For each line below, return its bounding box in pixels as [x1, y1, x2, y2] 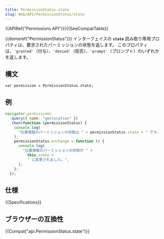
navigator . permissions [5, 112, 52, 117]
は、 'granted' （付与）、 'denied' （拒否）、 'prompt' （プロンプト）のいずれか [5, 48, 160, 54]
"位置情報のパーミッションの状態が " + [23, 148, 93, 153]
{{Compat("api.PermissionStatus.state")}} [5, 228, 90, 234]
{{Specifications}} [5, 199, 42, 205]
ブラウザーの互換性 [5, 215, 64, 223]
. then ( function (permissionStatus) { [9, 120, 87, 125]
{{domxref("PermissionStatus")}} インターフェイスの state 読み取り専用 [5, 36, 151, 41]
